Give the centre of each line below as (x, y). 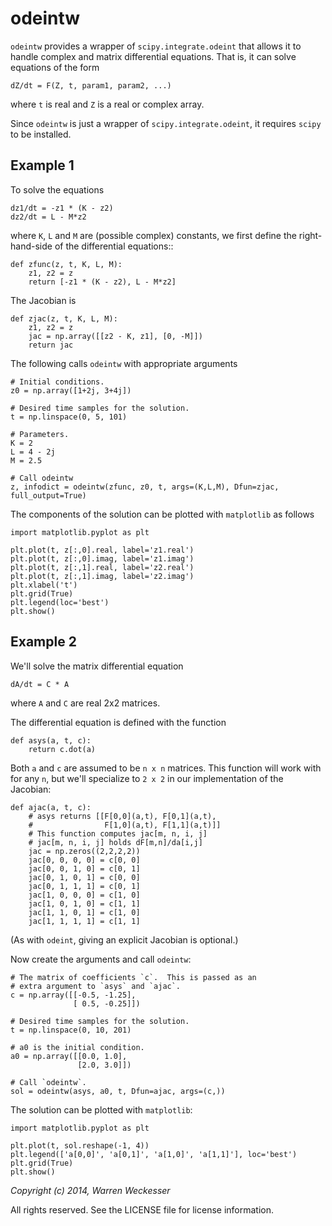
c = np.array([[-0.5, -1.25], (73, 995)
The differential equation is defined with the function (118, 722)
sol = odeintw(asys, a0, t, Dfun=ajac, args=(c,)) (118, 1091)
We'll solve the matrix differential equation (97, 666)
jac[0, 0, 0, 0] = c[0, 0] (84, 860)
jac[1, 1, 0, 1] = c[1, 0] (84, 912)
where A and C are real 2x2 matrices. (85, 703)
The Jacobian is (43, 300)
